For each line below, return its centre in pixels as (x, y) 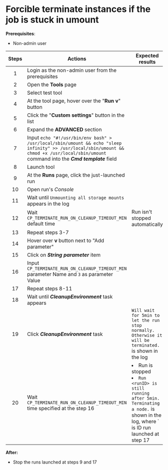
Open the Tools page (52, 84)
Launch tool (41, 167)
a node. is (143, 409)
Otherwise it (147, 335)
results (147, 62)
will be (141, 340)
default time (41, 224)
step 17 (141, 440)
